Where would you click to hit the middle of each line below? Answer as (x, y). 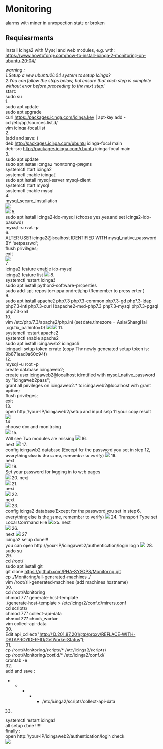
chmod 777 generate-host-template (42, 597)
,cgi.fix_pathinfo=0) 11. (34, 327)
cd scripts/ (16, 608)
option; (13, 391)
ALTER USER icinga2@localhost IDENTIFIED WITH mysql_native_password (81, 238)
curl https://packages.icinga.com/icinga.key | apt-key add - (66, 117)
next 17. (16, 444)
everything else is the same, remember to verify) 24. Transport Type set (81, 517)
